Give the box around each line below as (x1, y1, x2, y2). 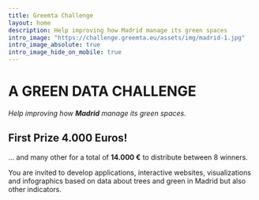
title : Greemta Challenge (8, 11, 93, 20)
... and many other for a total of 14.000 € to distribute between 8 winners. (8, 152, 249, 162)
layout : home (8, 19, 51, 27)
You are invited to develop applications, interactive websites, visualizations (8, 168, 251, 177)
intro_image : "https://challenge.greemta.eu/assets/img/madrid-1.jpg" (8, 33, 246, 42)
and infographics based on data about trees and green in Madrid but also (8, 175, 246, 186)
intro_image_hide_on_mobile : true (8, 48, 122, 56)
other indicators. (8, 184, 62, 194)
